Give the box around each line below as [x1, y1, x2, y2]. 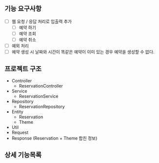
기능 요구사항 [4, 4, 42, 13]
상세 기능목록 [4, 151, 42, 159]
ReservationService [19, 93, 59, 99]
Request [11, 129, 29, 135]
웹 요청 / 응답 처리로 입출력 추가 [11, 18, 72, 24]
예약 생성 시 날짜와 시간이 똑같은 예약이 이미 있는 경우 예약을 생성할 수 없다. [11, 49, 155, 55]
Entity [11, 109, 24, 114]
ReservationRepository [19, 104, 65, 109]
